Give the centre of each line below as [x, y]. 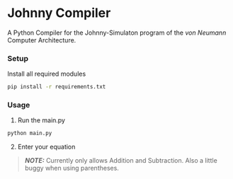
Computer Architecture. [42, 40]
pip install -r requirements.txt [57, 87]
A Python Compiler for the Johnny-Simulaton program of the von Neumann [117, 33]
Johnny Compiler [59, 13]
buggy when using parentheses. [72, 168]
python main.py [30, 133]
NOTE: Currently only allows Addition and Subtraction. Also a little [121, 161]
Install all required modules [47, 74]
